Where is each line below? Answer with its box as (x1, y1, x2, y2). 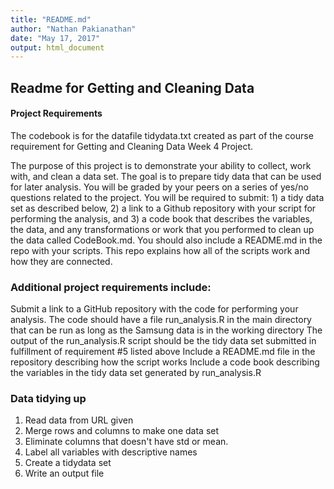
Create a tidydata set (24, 457, 112, 469)
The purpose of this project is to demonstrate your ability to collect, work (10, 159, 312, 171)
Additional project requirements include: (10, 280, 212, 294)
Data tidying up (10, 392, 87, 406)
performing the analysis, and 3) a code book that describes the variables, (10, 212, 313, 225)
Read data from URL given (24, 414, 134, 426)
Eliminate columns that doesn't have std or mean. (24, 436, 229, 448)
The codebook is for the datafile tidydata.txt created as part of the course (10, 129, 314, 141)
